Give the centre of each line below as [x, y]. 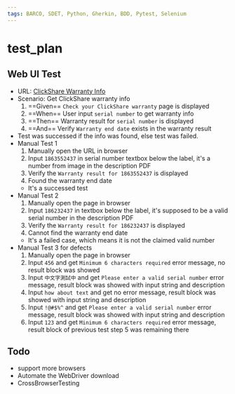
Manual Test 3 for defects [55, 247]
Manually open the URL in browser [78, 151]
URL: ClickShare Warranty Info [61, 91]
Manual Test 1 [37, 143]
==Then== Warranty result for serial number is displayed [111, 121]
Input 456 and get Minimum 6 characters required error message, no [127, 262]
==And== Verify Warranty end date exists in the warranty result [120, 128]
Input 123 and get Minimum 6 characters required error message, [122, 322]
